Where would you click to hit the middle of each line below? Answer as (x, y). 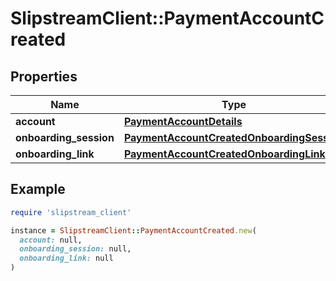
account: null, (51, 240)
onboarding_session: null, (75, 249)
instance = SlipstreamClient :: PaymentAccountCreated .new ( (133, 230)
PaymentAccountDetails (183, 121)
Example (38, 189)
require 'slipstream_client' (71, 212)
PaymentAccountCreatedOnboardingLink (224, 154)
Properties (44, 76)
